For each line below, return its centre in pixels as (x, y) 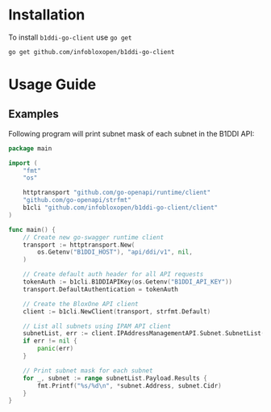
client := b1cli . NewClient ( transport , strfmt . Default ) (117, 311)
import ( (23, 163)
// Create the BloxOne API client (81, 304)
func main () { (32, 229)
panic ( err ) (56, 349)
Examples (33, 114)
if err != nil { (50, 341)
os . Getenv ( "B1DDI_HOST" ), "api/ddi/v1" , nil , (115, 252)
